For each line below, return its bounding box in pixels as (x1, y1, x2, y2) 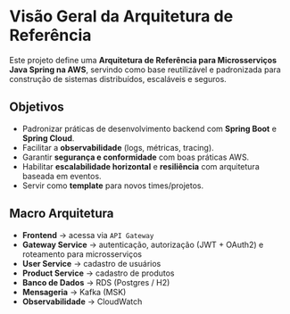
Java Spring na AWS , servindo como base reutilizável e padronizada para (9, 64, 281, 75)
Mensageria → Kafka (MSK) (21, 286, 127, 297)
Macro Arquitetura (9, 206, 114, 221)
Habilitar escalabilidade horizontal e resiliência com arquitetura (21, 161, 261, 171)
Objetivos (9, 100, 64, 115)
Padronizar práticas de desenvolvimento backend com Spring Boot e (21, 123, 277, 134)
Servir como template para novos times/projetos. (21, 180, 204, 191)
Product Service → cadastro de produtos (21, 268, 175, 278)
